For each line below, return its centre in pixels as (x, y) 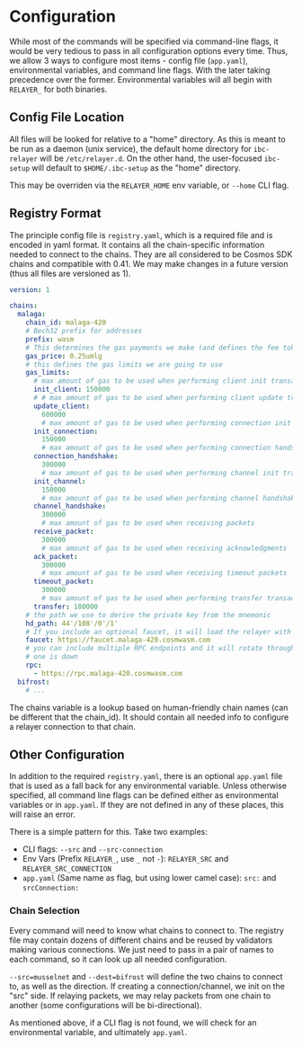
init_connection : (66, 431)
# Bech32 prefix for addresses (84, 331)
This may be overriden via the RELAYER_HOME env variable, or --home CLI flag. (149, 185)
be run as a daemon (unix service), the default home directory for (130, 148)
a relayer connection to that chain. (73, 726)
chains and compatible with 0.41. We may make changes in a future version (149, 263)
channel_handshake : (69, 506)
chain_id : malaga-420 (66, 323)
